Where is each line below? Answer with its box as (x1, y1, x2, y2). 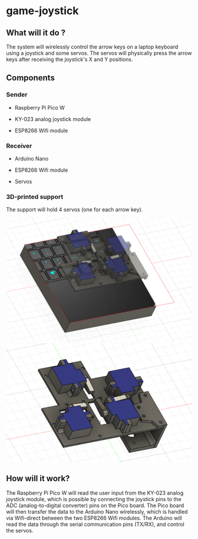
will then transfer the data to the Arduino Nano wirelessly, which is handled (6, 508, 188, 515)
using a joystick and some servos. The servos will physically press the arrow (6, 50, 192, 57)
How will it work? (6, 473, 70, 484)
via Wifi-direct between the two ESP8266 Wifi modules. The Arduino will (6, 514, 183, 521)
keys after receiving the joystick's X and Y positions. (6, 56, 133, 63)
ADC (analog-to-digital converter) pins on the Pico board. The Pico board (6, 502, 184, 509)
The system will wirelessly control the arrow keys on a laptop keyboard (6, 43, 179, 50)
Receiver (6, 142, 32, 150)
